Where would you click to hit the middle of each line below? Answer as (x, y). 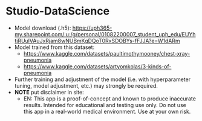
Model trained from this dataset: (54, 47)
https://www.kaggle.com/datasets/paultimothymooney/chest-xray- (107, 53)
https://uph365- (92, 28)
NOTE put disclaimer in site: (49, 92)
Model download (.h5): (43, 28)
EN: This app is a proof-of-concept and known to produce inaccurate (109, 99)
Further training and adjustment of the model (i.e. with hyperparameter (103, 79)
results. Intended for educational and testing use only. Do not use (105, 105)
